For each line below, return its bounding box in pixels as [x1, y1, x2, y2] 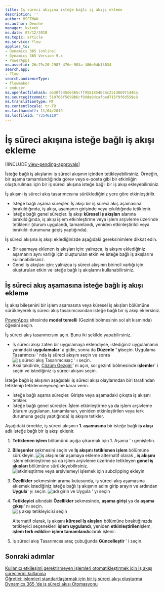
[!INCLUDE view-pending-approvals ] [5, 161, 80, 167]
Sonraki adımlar [5, 552, 55, 560]
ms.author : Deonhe [5, 21, 43, 26]
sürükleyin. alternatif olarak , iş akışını [12, 452, 155, 458]
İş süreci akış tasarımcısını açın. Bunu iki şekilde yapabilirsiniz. [5, 332, 132, 338]
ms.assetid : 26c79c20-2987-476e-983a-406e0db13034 [5, 62, 112, 67]
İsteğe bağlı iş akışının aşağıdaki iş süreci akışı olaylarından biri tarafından [5, 377, 155, 383]
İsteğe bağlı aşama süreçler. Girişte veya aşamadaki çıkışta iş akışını [12, 392, 151, 398]
